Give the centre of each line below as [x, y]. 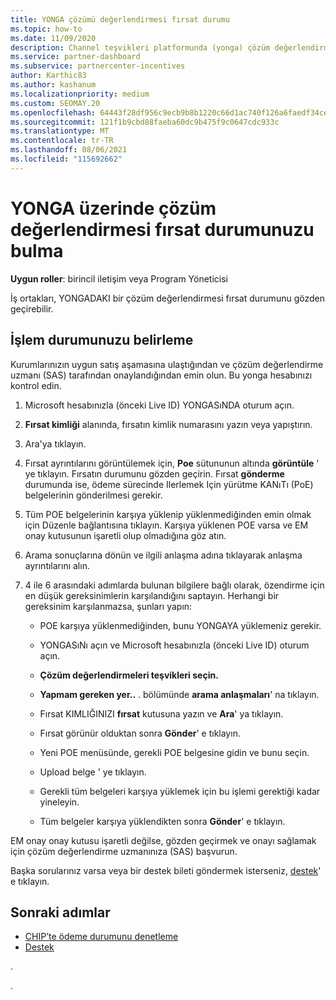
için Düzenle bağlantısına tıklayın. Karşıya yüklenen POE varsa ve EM [166, 525]
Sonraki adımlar [60, 912]
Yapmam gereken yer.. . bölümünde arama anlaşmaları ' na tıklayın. [179, 694]
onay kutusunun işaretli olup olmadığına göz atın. [125, 535]
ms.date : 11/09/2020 [53, 38]
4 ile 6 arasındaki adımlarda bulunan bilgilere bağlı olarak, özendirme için [174, 585]
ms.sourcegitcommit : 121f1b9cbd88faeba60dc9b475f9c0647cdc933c [145, 122]
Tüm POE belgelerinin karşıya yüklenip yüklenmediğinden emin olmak [168, 514]
